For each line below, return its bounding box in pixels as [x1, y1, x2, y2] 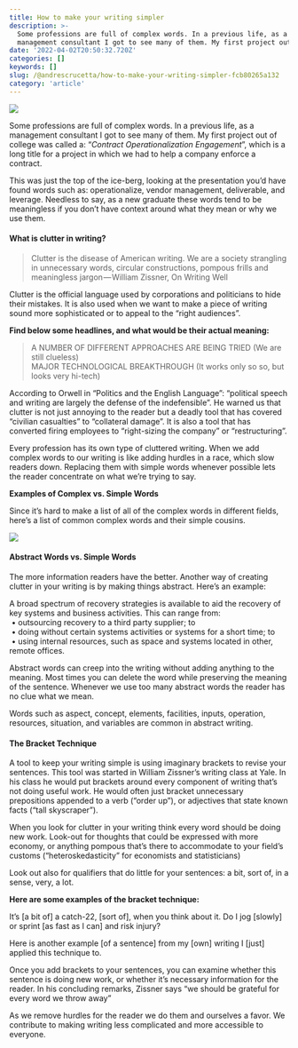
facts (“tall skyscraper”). [9, 805, 99, 815]
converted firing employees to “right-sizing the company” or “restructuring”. [9, 425, 287, 436]
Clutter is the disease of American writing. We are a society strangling [30, 252, 286, 263]
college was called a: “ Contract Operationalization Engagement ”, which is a [9, 139, 286, 149]
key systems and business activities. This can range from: [9, 607, 222, 618]
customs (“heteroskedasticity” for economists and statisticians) [9, 850, 241, 861]
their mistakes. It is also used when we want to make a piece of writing [9, 298, 268, 309]
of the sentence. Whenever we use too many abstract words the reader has [9, 681, 286, 693]
